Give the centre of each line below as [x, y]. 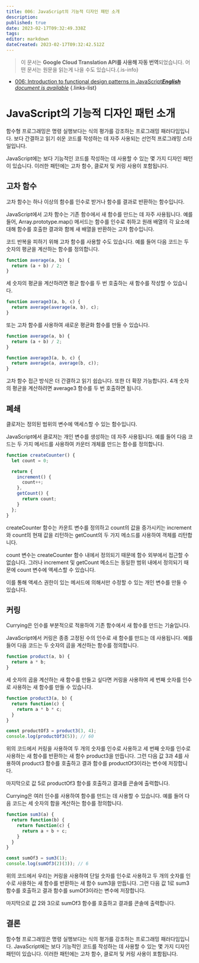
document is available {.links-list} [56, 88]
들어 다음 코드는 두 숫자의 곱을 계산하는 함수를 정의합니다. [73, 645]
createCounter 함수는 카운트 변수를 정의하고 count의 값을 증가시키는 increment [99, 527]
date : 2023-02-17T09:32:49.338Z [46, 28]
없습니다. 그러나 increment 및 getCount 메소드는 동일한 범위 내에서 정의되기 [94, 562]
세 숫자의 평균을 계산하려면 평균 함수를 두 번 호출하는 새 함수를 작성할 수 [89, 283]
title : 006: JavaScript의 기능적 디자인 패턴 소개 [63, 12]
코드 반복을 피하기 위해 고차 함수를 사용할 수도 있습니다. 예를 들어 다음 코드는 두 [98, 241]
